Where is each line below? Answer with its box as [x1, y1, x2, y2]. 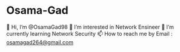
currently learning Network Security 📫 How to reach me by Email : [6, 30, 173, 37]
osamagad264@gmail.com [6, 38, 74, 45]
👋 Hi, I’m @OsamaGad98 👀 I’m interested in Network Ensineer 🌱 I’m [6, 23, 174, 30]
